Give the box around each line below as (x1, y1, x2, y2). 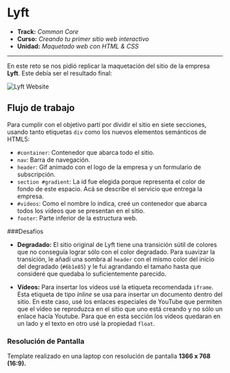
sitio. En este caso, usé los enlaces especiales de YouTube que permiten (16, 297, 222, 306)
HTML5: (7, 135, 30, 143)
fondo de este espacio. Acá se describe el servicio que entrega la (16, 184, 203, 193)
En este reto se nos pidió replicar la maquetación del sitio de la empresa (7, 62, 210, 70)
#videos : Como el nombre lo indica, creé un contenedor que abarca (16, 199, 207, 207)
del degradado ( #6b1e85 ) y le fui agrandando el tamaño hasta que (16, 262, 202, 270)
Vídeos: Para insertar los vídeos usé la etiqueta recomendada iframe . (16, 282, 214, 291)
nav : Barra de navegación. (16, 156, 90, 164)
